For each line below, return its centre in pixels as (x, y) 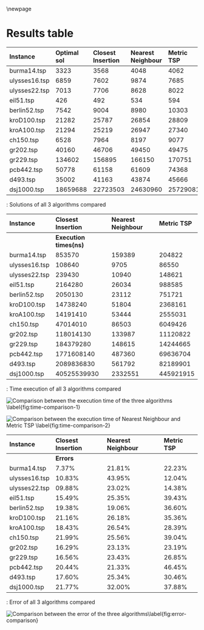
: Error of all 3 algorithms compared (51, 602)
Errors (65, 458)
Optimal (67, 52)
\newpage (19, 9)
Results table (40, 34)
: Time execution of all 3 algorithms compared (64, 389)
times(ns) (70, 245)
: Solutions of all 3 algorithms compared (56, 204)
